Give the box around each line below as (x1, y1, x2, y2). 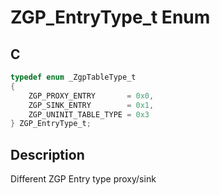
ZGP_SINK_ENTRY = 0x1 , (28, 100, 155, 110)
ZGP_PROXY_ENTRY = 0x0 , (28, 91, 155, 101)
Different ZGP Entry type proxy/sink (10, 173, 157, 185)
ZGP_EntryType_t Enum (10, 6, 211, 29)
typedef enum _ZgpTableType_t (10, 72, 137, 82)
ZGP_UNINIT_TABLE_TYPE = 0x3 (28, 109, 150, 120)
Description (10, 146, 85, 163)
